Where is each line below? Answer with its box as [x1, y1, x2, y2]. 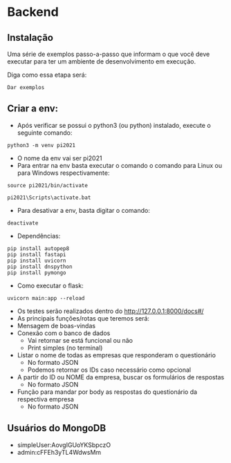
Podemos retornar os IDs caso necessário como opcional [27, 366, 192, 374]
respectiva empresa [17, 395, 75, 403]
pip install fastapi [7, 251, 67, 258]
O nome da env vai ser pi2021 [17, 153, 102, 162]
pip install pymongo [7, 269, 67, 276]
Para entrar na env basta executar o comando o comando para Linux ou [17, 161, 223, 169]
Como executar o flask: [17, 281, 84, 290]
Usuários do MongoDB [7, 422, 107, 434]
